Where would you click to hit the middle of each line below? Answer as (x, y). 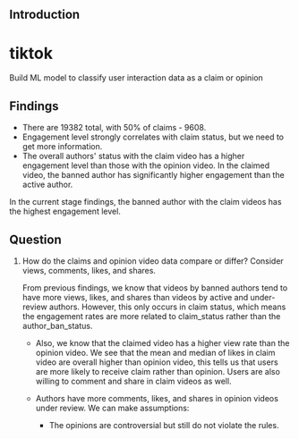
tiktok (31, 53)
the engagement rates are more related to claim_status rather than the (151, 316)
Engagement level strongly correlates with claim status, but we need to (153, 137)
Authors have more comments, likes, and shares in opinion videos (157, 398)
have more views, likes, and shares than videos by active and (135, 297)
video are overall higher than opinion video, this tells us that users (157, 362)
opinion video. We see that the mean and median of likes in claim (155, 352)
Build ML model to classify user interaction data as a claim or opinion (137, 78)
